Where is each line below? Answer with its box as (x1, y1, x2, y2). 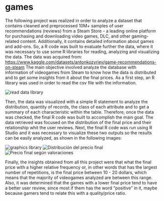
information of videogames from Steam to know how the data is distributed (5, 69, 157, 75)
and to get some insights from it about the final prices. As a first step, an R (5, 75, 155, 80)
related (5, 38, 20, 44)
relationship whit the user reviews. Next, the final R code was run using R (5, 124, 153, 130)
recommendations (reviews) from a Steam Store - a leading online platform (5, 28, 156, 34)
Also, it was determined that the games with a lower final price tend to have (5, 180, 158, 185)
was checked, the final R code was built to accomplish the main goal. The (5, 114, 153, 120)
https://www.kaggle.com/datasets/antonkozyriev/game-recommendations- (5, 59, 157, 65)
